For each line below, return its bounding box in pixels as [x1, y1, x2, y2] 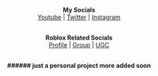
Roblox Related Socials [45, 34, 113, 42]
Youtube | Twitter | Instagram [37, 13, 121, 21]
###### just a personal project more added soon [7, 62, 151, 69]
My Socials [62, 6, 96, 14]
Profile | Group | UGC [49, 41, 109, 49]
